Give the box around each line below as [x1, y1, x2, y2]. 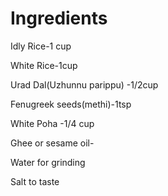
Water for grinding [10, 156, 86, 168]
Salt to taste [10, 175, 60, 187]
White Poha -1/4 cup [10, 117, 95, 129]
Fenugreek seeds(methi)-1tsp [10, 98, 132, 110]
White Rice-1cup [10, 59, 78, 71]
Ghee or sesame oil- [10, 137, 95, 149]
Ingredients [10, 7, 108, 30]
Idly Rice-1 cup [10, 40, 72, 52]
